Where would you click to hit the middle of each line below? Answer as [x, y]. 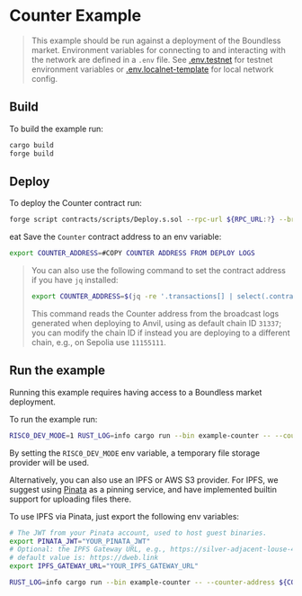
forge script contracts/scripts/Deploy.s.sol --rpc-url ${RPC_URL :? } [142, 220]
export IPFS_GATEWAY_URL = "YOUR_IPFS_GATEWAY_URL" [104, 566]
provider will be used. [49, 462]
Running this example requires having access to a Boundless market [136, 392]
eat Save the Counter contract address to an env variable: [115, 237]
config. [44, 78]
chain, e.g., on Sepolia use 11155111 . [98, 342]
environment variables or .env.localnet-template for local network [152, 69]
